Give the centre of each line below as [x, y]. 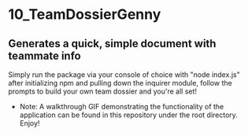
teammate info [44, 55]
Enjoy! [30, 123]
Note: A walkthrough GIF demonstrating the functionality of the [122, 107]
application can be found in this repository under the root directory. [129, 115]
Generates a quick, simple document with [112, 44]
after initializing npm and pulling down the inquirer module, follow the [120, 83]
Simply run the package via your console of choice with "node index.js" [124, 75]
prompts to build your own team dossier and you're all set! [103, 91]
